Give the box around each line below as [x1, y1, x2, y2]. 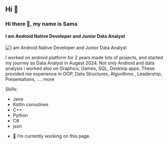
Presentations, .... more [5, 76, 55, 82]
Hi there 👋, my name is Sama [5, 20, 78, 28]
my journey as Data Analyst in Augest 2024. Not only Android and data [5, 60, 155, 66]
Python [12, 112, 28, 118]
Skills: [5, 86, 18, 92]
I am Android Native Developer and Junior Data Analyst [5, 33, 125, 39]
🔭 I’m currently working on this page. [12, 133, 91, 139]
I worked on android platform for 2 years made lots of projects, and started [5, 54, 163, 60]
